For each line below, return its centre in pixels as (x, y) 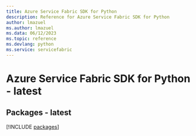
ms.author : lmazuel (30, 28)
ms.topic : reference (31, 39)
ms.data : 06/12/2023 (31, 33)
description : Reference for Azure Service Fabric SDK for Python (88, 17)
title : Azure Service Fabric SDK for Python (62, 11)
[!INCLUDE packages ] (33, 127)
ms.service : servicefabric (39, 50)
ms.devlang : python (30, 45)
